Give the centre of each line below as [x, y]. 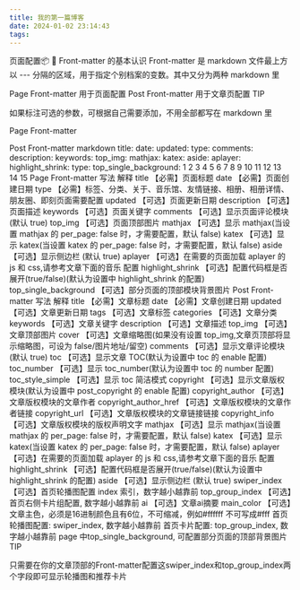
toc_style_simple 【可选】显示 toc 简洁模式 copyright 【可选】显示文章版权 [147, 380]
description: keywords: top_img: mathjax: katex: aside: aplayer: [125, 158]
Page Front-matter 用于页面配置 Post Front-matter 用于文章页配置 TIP [137, 94]
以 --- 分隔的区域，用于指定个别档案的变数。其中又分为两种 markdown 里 [145, 75]
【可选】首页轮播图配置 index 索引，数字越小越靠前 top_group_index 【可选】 [150, 492]
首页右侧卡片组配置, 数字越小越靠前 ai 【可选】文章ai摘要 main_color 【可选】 [150, 503]
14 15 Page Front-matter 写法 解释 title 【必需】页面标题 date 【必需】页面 [146, 178]
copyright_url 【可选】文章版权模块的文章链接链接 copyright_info [154, 413]
